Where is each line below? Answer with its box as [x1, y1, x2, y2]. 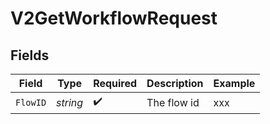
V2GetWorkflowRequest [10, 7, 218, 30]
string [56, 95, 84, 109]
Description [146, 77, 204, 90]
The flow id [146, 95, 200, 109]
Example [213, 77, 256, 90]
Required [93, 77, 138, 90]
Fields [10, 47, 50, 64]
